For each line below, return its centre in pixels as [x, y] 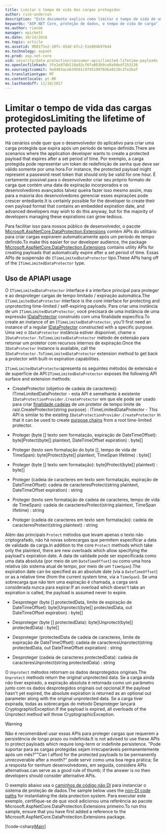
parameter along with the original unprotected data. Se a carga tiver [74, 699]
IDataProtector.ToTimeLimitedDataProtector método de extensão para [77, 338]
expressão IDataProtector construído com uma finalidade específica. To [77, 317]
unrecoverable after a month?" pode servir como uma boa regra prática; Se [82, 760]
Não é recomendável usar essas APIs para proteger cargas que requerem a [82, 733]
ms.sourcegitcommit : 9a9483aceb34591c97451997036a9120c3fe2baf [72, 70]
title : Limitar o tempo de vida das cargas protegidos [63, 10]
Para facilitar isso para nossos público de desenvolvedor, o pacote [73, 226]
